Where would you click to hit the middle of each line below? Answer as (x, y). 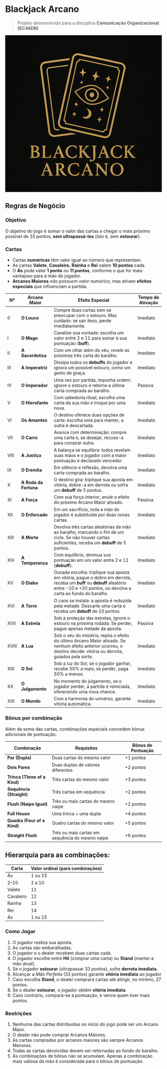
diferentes (62, 770)
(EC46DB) (28, 28)
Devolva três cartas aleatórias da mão (92, 527)
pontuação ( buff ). (72, 343)
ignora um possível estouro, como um (92, 368)
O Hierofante (35, 403)
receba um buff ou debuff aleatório (90, 583)
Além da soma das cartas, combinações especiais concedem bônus (75, 729)
